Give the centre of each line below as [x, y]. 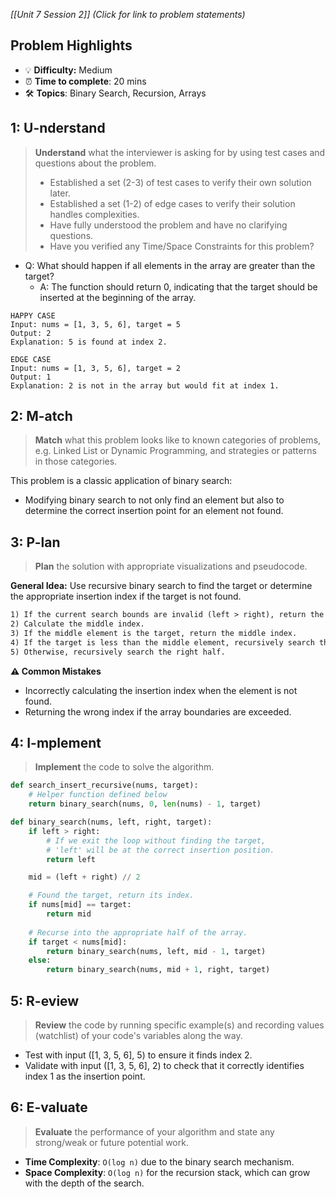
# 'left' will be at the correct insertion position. [160, 850]
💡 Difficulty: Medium [68, 70]
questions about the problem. [95, 163]
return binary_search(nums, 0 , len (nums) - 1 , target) [145, 804]
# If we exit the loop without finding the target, [156, 840]
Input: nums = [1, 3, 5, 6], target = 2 [96, 368]
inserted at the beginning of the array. [118, 297]
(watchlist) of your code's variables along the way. [138, 1035]
